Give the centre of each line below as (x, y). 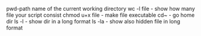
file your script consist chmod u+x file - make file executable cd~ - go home (100, 15)
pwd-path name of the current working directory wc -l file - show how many (101, 9)
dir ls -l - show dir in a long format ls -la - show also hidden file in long (93, 21)
